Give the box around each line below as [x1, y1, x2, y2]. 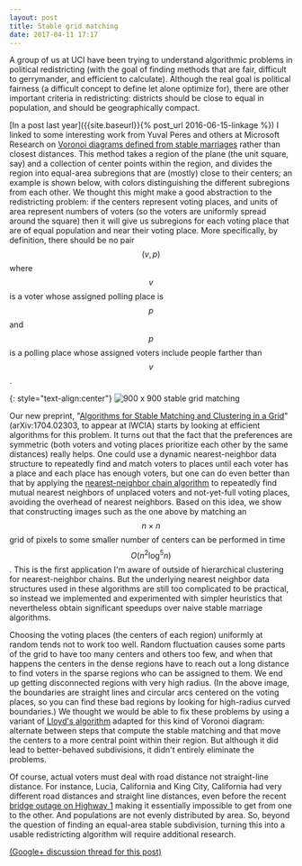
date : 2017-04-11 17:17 [9, 30, 99, 39]
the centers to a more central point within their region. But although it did [9, 735, 279, 746]
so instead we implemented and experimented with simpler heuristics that [9, 593, 283, 604]
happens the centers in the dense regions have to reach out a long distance [9, 659, 289, 670]
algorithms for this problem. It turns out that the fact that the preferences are [9, 430, 293, 441]
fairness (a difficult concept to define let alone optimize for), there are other [9, 83, 289, 95]
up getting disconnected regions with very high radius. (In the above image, [9, 678, 290, 688]
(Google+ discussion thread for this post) [9, 846, 162, 857]
